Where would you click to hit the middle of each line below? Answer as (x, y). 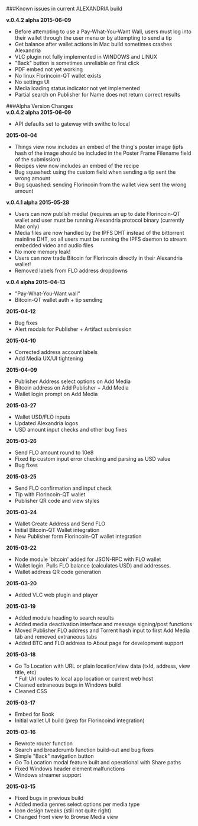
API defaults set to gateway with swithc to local (72, 124)
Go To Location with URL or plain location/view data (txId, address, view (102, 666)
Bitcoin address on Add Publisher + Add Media (72, 388)
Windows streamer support (48, 775)
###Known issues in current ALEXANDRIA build (64, 9)
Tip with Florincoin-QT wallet (50, 494)
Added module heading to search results (64, 618)
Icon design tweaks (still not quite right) (63, 811)
